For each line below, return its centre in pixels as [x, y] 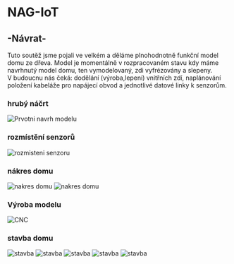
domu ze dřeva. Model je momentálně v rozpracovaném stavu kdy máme [113, 63]
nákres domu [30, 171]
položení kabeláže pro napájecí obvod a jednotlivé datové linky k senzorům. [117, 85]
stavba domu [30, 239]
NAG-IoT [33, 12]
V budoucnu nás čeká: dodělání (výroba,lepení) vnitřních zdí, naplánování [114, 78]
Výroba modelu [34, 204]
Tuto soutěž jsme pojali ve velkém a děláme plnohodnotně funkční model [113, 55]
